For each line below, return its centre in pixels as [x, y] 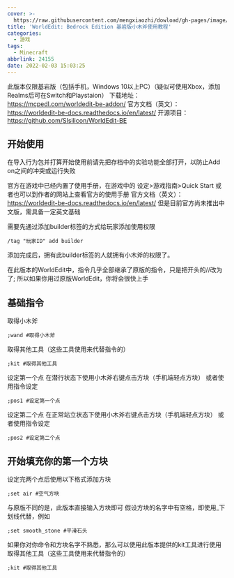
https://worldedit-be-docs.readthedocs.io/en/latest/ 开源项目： [98, 112]
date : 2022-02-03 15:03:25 [46, 66]
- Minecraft [31, 53]
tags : [15, 46]
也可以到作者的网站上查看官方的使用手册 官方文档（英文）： [98, 194]
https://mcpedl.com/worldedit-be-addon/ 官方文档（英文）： [93, 104]
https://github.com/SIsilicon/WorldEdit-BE [67, 120]
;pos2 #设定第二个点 [34, 438]
